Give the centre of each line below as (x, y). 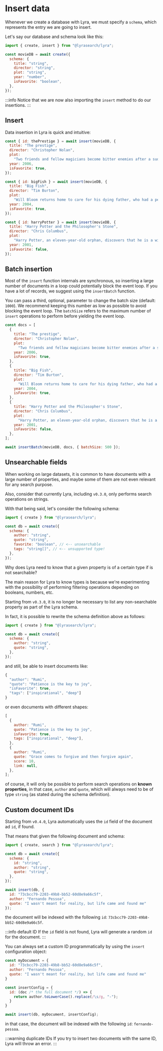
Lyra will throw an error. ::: (31, 1044)
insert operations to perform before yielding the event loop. (65, 316)
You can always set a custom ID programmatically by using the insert (75, 947)
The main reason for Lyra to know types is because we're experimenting (77, 582)
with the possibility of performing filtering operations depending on (72, 587)
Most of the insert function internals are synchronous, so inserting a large (79, 281)
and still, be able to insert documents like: (47, 666)
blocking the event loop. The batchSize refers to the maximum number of (78, 311)
